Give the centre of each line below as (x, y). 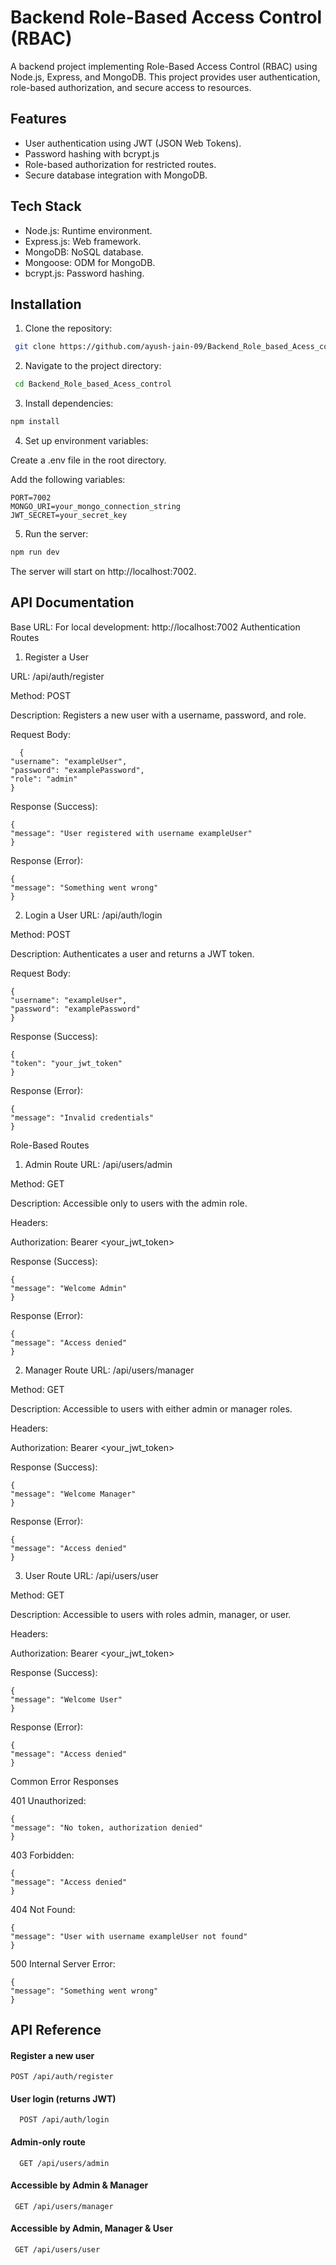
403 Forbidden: (42, 1855)
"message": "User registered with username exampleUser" (131, 833)
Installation (46, 304)
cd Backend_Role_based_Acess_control (93, 384)
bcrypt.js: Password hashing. (84, 273)
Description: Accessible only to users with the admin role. (129, 1203)
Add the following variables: (68, 479)
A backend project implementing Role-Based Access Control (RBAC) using (164, 66)
